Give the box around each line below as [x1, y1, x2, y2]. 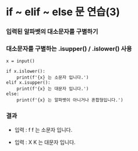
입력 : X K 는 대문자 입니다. [14, 138, 76, 146]
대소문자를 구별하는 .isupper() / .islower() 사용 [6, 45, 132, 53]
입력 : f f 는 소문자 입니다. [14, 126, 73, 133]
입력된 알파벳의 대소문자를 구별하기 [6, 27, 98, 36]
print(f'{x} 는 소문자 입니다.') [16, 75, 89, 80]
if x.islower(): [6, 68, 45, 75]
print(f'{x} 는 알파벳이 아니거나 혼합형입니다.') [16, 97, 123, 103]
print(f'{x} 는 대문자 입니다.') [16, 86, 89, 92]
